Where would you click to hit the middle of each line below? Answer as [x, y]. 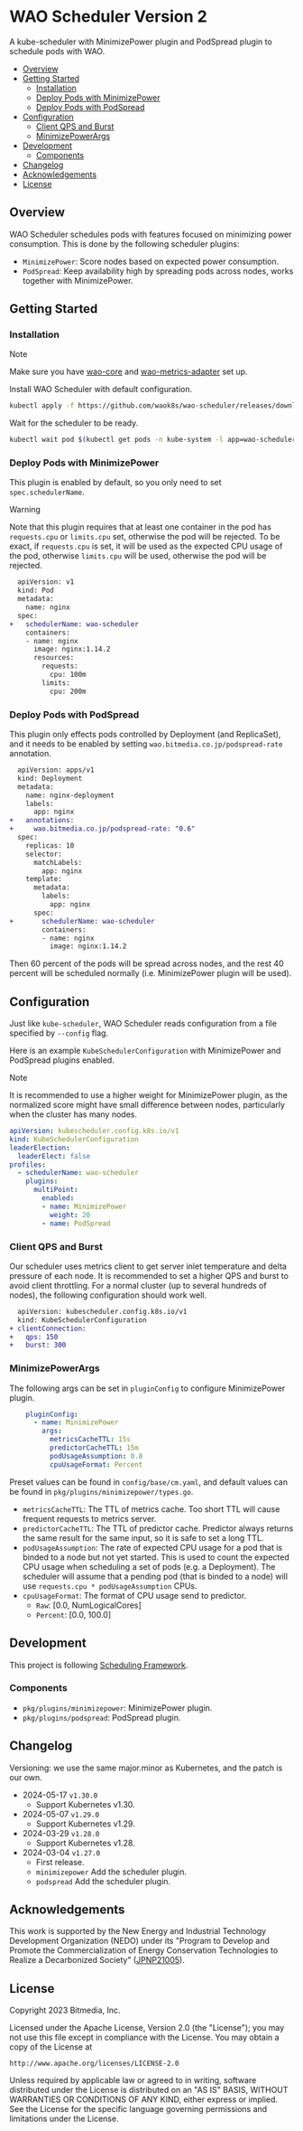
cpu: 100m [68, 675]
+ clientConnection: [48, 1328]
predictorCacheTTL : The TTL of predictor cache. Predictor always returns [158, 1528]
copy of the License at [51, 2047]
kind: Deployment [50, 778]
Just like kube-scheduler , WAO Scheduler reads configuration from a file [143, 1024]
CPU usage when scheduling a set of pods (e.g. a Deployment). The [149, 1566]
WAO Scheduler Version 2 [108, 17]
